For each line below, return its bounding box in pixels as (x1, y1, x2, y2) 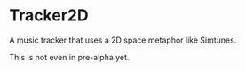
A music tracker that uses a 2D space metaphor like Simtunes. (9, 35, 237, 45)
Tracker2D (9, 5, 89, 26)
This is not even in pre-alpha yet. (9, 51, 130, 62)
